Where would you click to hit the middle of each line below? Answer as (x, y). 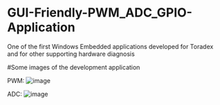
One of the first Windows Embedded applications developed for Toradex (110, 46)
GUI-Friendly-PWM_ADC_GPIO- (100, 13)
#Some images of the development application (74, 67)
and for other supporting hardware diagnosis (71, 54)
